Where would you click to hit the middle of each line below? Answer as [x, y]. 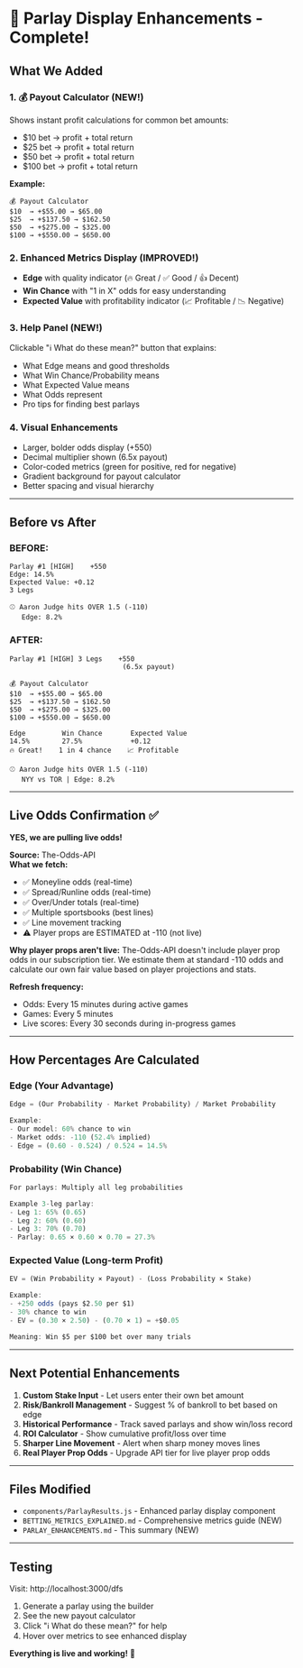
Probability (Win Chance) [66, 1169]
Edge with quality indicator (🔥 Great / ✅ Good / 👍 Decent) [131, 278]
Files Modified [50, 1489]
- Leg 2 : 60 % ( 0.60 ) [48, 1221]
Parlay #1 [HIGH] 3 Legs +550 [72, 659]
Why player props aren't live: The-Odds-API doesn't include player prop [145, 949]
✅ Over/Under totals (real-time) [81, 902]
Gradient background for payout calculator [101, 476]
